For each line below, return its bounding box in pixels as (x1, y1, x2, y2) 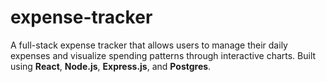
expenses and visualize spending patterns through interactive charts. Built (10, 49, 317, 61)
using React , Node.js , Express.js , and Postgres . (10, 60, 212, 72)
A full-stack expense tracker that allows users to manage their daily (10, 39, 288, 51)
